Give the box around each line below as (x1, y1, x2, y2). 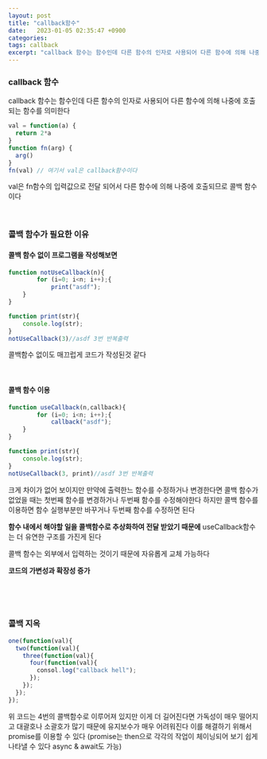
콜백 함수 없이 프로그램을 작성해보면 (8, 250, 118, 260)
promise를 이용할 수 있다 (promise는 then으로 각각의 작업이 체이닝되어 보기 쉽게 (8, 731, 258, 741)
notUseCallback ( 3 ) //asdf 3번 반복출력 (8, 335, 129, 342)
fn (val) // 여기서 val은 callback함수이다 (8, 166, 137, 174)
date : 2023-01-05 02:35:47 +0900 (8, 26, 126, 34)
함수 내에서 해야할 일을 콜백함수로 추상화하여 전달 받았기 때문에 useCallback (8, 522, 244, 531)
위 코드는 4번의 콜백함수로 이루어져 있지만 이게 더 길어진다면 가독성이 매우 (8, 711, 238, 721)
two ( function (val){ (15, 644, 80, 652)
